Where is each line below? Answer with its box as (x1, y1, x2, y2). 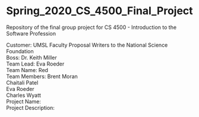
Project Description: (6, 104, 55, 111)
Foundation (6, 47, 34, 54)
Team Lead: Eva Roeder (6, 60, 65, 67)
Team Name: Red (6, 66, 49, 73)
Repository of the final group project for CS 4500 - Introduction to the (6, 24, 177, 31)
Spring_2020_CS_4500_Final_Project (6, 4, 193, 18)
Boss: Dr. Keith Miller (6, 54, 58, 61)
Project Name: (6, 97, 42, 105)
